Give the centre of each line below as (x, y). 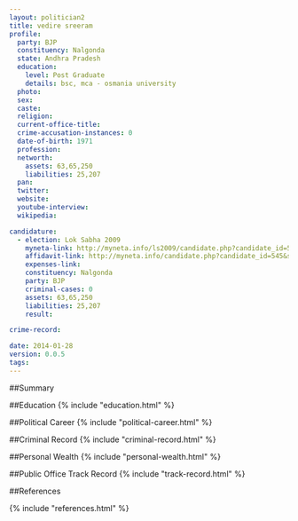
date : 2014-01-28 (41, 346)
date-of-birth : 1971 (55, 141)
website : (33, 199)
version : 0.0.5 (37, 355)
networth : (35, 158)
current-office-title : (59, 125)
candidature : (33, 232)
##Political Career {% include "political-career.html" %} (111, 422)
